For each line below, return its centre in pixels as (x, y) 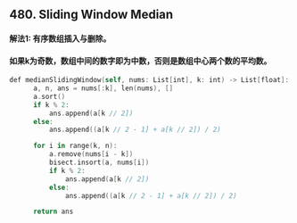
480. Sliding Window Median (91, 15)
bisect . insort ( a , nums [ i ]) (99, 163)
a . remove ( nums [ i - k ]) (91, 154)
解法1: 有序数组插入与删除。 (60, 38)
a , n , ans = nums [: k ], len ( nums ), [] (103, 88)
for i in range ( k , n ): (75, 146)
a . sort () (49, 96)
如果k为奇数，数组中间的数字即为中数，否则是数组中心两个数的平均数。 (140, 61)
